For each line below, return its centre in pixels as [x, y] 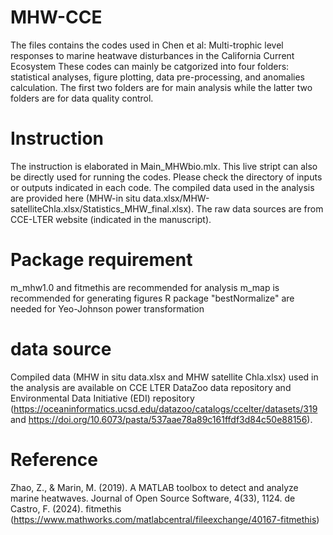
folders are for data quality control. [82, 98]
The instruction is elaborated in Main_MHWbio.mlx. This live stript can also [164, 166]
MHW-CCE [56, 17]
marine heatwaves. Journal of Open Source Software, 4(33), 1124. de [153, 498]
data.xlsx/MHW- [176, 198]
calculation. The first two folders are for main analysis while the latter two [161, 87]
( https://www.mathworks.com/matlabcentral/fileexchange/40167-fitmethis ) [165, 519]
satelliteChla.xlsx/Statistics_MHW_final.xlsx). [102, 208]
